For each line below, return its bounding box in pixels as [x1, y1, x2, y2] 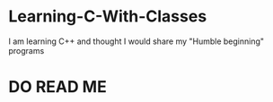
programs [8, 45, 45, 55]
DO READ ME [8, 77, 107, 98]
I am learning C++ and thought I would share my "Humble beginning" [8, 36, 265, 47]
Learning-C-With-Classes [8, 6, 207, 27]
